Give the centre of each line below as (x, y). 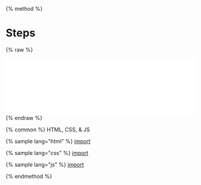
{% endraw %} (24, 118)
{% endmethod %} (29, 176)
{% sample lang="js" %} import (45, 165)
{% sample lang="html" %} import (48, 141)
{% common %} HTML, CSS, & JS (48, 130)
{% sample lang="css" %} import (47, 152)
